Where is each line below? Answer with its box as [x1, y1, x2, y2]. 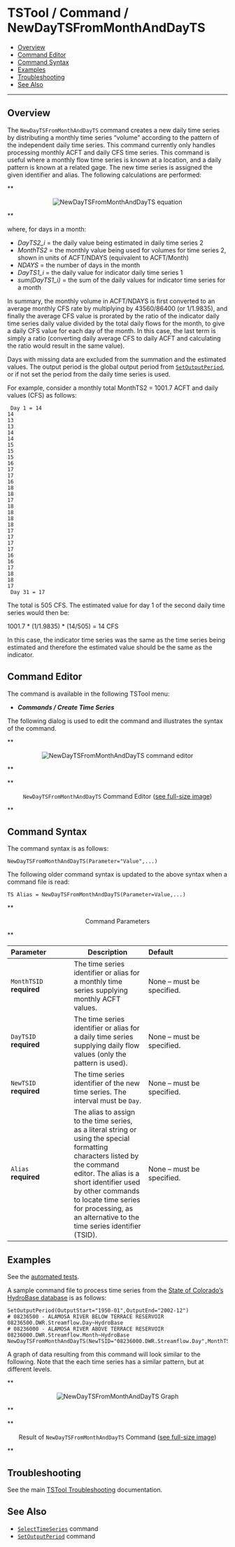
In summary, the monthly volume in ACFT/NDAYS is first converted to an [7, 297, 215, 305]
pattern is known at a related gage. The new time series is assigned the [7, 163, 213, 171]
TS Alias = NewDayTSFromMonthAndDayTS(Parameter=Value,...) [7, 891, 187, 898]
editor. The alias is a [73, 1169, 140, 1179]
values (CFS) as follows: [7, 391, 77, 399]
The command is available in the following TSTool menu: [7, 689, 170, 698]
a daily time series [73, 1032, 134, 1042]
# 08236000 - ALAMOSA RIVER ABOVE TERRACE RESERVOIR [7, 1325, 164, 1333]
